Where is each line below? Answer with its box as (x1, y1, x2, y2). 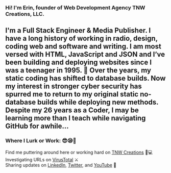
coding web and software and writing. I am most (5, 42, 162, 51)
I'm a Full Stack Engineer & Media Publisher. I (5, 26, 151, 35)
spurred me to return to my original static (5, 90, 139, 98)
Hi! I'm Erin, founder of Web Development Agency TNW (5, 4, 145, 11)
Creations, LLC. (5, 10, 45, 17)
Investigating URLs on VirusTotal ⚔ (5, 156, 79, 162)
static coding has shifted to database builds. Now (5, 74, 166, 83)
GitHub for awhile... (5, 122, 69, 131)
